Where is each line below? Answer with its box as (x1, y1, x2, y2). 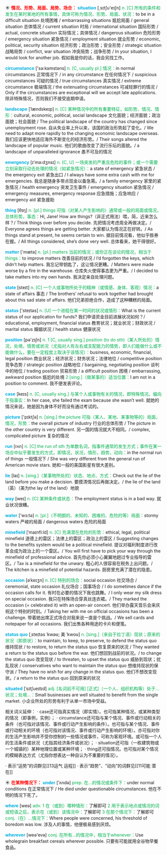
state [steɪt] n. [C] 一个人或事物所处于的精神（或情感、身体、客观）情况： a (5, 285, 159, 290)
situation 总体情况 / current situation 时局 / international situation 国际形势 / (5, 23, 159, 29)
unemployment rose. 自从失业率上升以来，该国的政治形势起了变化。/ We (5, 125, 154, 131)
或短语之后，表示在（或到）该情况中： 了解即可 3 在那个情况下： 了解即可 (5, 809, 154, 815)
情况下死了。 (13, 792, 40, 798)
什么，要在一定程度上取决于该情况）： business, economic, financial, (13, 349, 153, 355)
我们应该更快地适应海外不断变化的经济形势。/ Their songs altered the (5, 137, 147, 142)
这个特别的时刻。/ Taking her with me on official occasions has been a (9, 608, 154, 614)
